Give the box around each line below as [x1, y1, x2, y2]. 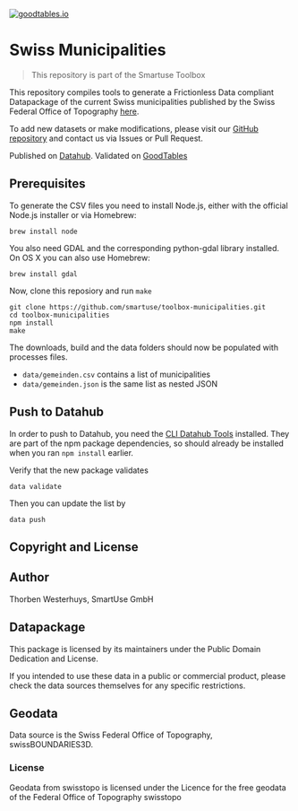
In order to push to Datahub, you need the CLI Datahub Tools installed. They [9, 428, 290, 439]
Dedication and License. [9, 653, 98, 664]
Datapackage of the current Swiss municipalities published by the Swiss [9, 96, 276, 107]
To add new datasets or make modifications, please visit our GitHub [9, 123, 260, 134]
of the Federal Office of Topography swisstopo [9, 791, 182, 802]
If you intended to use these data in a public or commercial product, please [9, 670, 286, 681]
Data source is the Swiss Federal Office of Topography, [9, 729, 213, 740]
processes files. [9, 351, 68, 362]
